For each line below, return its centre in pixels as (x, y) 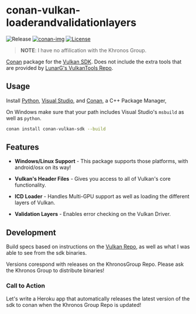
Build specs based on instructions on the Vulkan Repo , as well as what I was (98, 247)
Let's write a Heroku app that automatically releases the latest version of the (98, 298)
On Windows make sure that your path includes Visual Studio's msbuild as (95, 112)
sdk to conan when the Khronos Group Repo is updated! (74, 305)
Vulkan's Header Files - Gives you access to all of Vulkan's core (92, 179)
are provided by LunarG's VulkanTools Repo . (60, 67)
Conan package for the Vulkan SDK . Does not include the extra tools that (94, 62)
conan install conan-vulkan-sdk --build (56, 129)
